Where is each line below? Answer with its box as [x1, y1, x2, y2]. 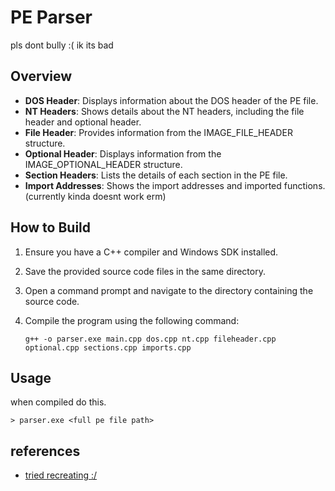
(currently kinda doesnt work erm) [24, 190, 167, 202]
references [10, 442, 81, 460]
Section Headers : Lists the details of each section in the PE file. [24, 169, 288, 181]
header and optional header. [24, 116, 142, 128]
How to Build [10, 219, 92, 236]
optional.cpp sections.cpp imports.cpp [24, 342, 192, 353]
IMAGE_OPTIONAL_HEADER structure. [24, 158, 183, 170]
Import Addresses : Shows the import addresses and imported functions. [24, 179, 326, 191]
